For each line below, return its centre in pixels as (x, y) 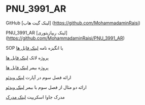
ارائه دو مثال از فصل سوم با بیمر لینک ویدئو (46, 87)
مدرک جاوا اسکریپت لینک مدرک (35, 97)
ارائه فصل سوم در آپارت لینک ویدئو (39, 77)
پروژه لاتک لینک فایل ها (27, 58)
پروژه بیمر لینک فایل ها (27, 67)
